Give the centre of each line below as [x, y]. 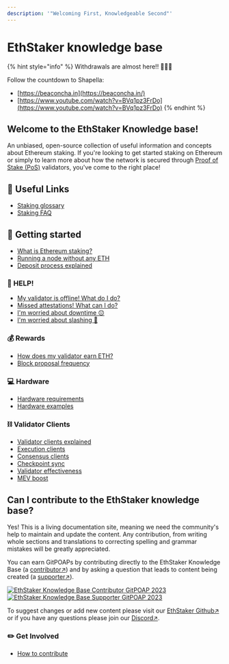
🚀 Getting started [44, 234]
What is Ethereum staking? [55, 251]
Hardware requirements [50, 399]
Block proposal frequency [53, 363]
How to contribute [42, 654]
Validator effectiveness [49, 471]
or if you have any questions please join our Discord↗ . [83, 618]
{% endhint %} [185, 108]
